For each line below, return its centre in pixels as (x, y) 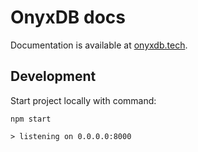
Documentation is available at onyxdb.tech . (99, 45)
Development (53, 76)
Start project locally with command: (83, 100)
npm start (31, 119)
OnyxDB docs (68, 17)
